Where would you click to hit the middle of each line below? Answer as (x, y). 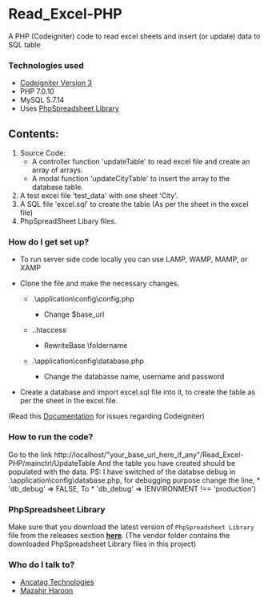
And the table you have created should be (166, 463)
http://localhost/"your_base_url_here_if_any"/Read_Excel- (149, 455)
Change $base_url (74, 314)
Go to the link (30, 455)
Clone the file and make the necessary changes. (100, 283)
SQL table (25, 44)
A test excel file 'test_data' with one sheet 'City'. (99, 196)
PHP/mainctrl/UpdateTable (52, 463)
